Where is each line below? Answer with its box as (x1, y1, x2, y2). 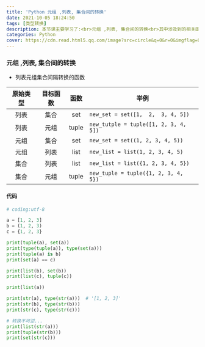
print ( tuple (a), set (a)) (6, 239, 70, 246)
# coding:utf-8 (6, 206, 45, 213)
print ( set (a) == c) (6, 257, 56, 263)
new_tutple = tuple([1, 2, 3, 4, (89, 121, 187, 128)
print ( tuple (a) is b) (6, 251, 62, 257)
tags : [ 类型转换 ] (6, 20, 47, 26)
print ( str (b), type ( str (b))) (6, 301, 81, 307)
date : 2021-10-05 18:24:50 (6, 15, 75, 21)
